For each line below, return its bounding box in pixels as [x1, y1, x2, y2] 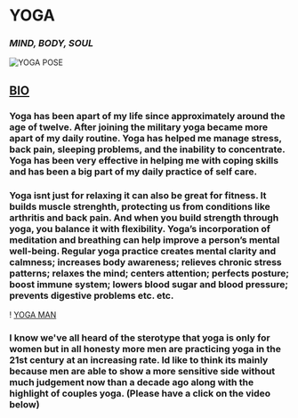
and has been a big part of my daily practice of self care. [9, 165, 258, 178]
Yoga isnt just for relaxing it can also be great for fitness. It [9, 189, 267, 201]
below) [9, 398, 40, 411]
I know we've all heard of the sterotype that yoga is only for [9, 332, 270, 344]
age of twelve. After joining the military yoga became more [9, 121, 269, 133]
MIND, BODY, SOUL [9, 37, 94, 50]
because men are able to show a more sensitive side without [9, 366, 276, 378]
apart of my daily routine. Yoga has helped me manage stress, [9, 132, 282, 144]
